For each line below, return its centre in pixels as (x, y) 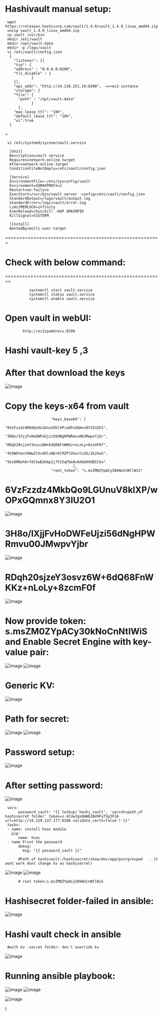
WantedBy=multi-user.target (38, 228)
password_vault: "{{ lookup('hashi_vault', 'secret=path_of (80, 812)
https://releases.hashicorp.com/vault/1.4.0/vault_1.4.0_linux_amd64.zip (82, 26)
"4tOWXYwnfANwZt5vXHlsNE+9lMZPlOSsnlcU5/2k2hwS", (57, 453)
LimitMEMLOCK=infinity (32, 207)
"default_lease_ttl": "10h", (43, 116)
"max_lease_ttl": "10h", (39, 112)
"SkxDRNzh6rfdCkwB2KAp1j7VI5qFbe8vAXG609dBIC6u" (55, 462)
